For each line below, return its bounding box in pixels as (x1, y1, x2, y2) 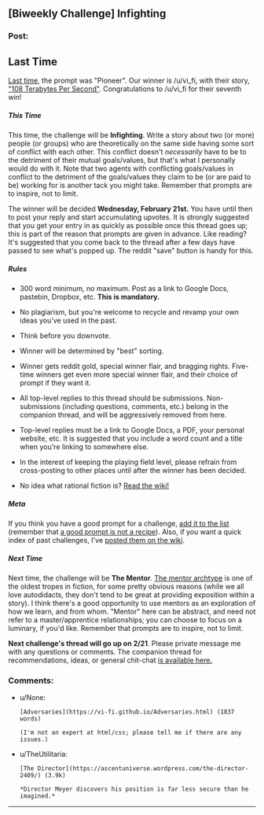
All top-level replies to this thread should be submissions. (19, 393, 206, 403)
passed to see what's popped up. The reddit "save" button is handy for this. (8, 246, 254, 256)
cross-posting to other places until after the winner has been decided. (19, 466, 247, 475)
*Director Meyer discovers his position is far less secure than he (19, 785, 249, 794)
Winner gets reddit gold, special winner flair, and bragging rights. (19, 362, 230, 371)
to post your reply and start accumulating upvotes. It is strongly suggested (8, 212, 250, 222)
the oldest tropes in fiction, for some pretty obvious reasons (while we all (8, 582, 244, 591)
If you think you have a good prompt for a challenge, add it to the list (8, 519, 229, 529)
